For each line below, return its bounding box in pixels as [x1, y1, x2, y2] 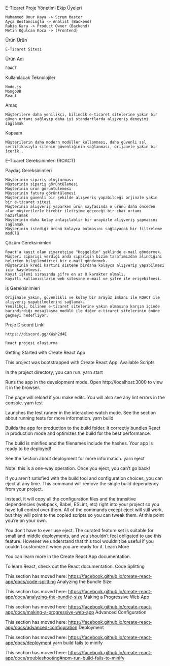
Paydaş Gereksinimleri [5, 168, 52, 173]
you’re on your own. [5, 517, 47, 523]
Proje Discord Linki [5, 322, 45, 328]
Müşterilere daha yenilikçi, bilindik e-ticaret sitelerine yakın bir [5, 112, 158, 117]
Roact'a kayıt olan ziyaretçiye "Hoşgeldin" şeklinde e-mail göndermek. [5, 249, 162, 255]
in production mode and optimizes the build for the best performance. [5, 430, 151, 436]
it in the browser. [5, 384, 41, 391]
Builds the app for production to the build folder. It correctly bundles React [5, 425, 161, 431]
